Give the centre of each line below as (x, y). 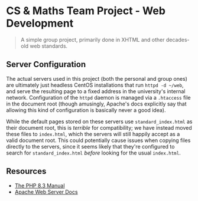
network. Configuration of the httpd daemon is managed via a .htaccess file (98, 97)
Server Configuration (46, 65)
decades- (178, 39)
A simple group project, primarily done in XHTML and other (92, 39)
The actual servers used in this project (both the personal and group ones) (97, 78)
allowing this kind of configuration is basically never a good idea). (86, 110)
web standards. (49, 46)
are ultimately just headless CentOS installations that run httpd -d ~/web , (95, 85)
